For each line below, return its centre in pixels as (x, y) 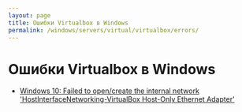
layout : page (30, 15)
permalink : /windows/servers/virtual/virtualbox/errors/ (104, 30)
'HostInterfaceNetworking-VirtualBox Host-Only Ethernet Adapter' (127, 99)
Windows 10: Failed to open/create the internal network (109, 91)
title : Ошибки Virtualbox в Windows (68, 23)
